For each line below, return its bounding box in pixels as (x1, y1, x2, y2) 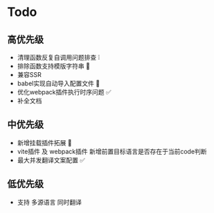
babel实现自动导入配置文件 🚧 (17, 79, 100, 87)
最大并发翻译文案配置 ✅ (17, 155, 85, 164)
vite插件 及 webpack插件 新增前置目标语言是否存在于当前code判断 (17, 147, 207, 155)
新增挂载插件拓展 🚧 (17, 138, 72, 146)
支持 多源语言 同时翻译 (17, 198, 82, 206)
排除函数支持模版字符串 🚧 (17, 62, 90, 70)
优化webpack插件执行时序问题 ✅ (17, 88, 112, 96)
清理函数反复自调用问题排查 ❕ (17, 53, 100, 61)
